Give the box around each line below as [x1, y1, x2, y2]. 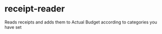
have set [4, 24, 22, 30]
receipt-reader [4, 3, 65, 14]
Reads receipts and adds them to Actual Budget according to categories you [4, 19, 157, 25]
